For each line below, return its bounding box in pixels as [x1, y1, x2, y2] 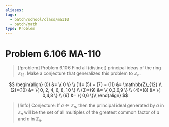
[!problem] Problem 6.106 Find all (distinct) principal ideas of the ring [17, 65, 161, 71]
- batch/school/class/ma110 [10, 17, 70, 22]
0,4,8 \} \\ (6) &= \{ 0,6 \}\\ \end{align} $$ [42, 92, 128, 98]
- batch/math [10, 21, 38, 27]
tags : [5, 12, 17, 17]
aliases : [5, 7, 24, 13]
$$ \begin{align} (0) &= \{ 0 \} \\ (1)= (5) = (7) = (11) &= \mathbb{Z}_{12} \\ [8, 81, 162, 88]
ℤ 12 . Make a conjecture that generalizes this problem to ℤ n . [17, 70, 141, 77]
